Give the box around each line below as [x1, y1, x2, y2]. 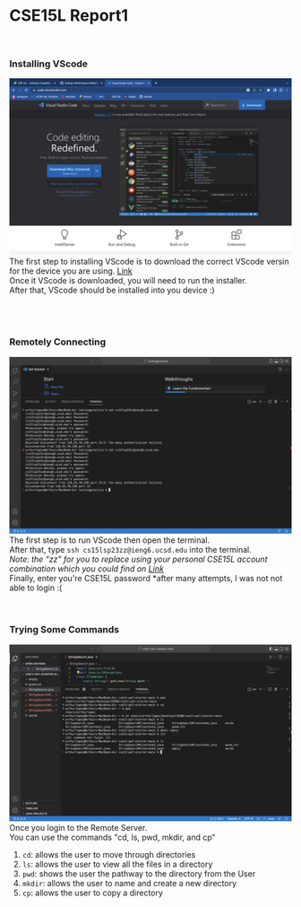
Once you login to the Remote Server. [9, 822, 148, 833]
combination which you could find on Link [9, 563, 164, 574]
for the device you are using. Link [9, 266, 133, 276]
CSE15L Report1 [9, 5, 128, 26]
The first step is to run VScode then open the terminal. [9, 535, 211, 545]
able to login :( [9, 582, 63, 593]
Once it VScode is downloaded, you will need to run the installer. [9, 275, 248, 286]
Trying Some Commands [9, 624, 120, 636]
